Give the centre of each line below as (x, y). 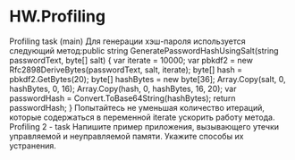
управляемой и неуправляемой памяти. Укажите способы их (126, 136)
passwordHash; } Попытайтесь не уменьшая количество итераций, (137, 107)
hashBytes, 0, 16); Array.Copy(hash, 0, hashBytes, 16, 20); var (123, 88)
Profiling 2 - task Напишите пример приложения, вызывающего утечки (144, 126)
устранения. (33, 146)
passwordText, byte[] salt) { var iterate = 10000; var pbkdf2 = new (131, 60)
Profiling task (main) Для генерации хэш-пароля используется (127, 41)
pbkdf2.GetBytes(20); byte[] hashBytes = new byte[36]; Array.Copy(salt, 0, (147, 79)
